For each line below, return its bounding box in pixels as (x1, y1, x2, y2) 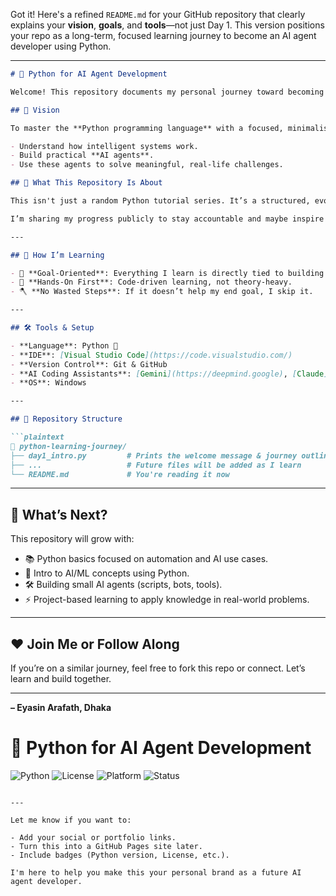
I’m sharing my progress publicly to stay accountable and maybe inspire (10, 214, 325, 224)
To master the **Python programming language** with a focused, (10, 123, 284, 133)
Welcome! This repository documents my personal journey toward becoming (10, 87, 325, 97)
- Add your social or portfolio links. (10, 832, 177, 843)
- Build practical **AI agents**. (10, 150, 155, 161)
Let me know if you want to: (10, 815, 132, 825)
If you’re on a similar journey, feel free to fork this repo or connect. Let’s (10, 662, 306, 674)
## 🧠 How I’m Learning (10, 250, 105, 260)
